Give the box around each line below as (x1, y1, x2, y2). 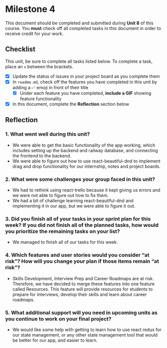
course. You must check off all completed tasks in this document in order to (5, 25, 161, 31)
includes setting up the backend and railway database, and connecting (12, 147, 158, 153)
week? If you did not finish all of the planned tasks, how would (5, 221, 159, 228)
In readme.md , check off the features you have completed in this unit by (12, 79, 158, 85)
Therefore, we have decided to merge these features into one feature (12, 281, 155, 287)
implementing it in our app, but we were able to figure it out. (12, 203, 136, 209)
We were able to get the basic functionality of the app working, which (12, 142, 156, 148)
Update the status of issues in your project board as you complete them (12, 73, 160, 79)
